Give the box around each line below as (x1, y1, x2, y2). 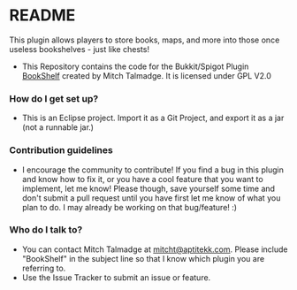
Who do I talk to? (9, 224, 83, 236)
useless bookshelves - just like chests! (9, 43, 150, 54)
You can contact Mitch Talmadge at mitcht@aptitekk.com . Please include (21, 244, 289, 255)
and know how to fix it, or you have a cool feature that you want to (21, 173, 263, 184)
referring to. (21, 263, 66, 273)
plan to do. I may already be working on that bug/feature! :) (21, 202, 237, 212)
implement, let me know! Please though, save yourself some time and (21, 183, 276, 194)
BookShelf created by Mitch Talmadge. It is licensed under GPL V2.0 (21, 70, 272, 80)
